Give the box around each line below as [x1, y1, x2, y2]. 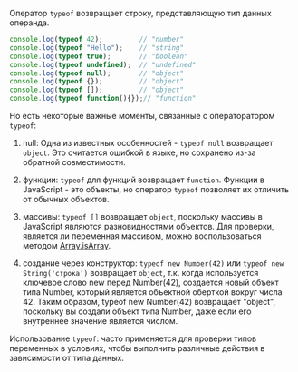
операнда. [9, 17, 50, 28]
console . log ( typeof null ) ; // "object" [9, 68, 184, 78]
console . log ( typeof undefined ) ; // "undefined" [9, 60, 197, 69]
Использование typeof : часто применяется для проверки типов [9, 333, 256, 344]
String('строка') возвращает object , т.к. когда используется [22, 268, 259, 278]
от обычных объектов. [22, 194, 110, 204]
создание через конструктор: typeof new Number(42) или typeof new [22, 258, 284, 269]
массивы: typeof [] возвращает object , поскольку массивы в [22, 211, 263, 221]
